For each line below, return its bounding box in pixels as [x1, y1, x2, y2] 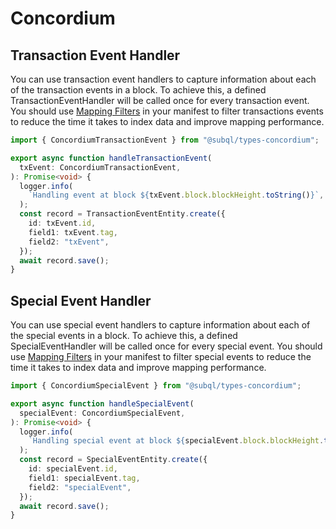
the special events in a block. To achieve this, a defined [10, 330, 238, 342]
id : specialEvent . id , [28, 464, 118, 474]
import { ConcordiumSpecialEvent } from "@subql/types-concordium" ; [10, 381, 302, 391]
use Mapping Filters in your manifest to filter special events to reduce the [10, 351, 312, 363]
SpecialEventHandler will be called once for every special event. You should [10, 340, 323, 352]
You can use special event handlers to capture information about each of [10, 319, 311, 331]
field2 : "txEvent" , [28, 237, 110, 247]
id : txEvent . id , [28, 218, 97, 228]
